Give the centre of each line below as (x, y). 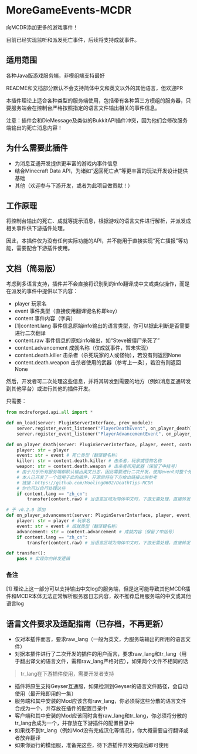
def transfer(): (26, 553)
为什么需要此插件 (37, 148)
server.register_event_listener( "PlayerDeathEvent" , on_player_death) (105, 428)
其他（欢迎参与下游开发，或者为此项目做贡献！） (74, 185)
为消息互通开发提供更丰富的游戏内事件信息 (66, 163)
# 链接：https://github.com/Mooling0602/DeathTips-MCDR (85, 483)
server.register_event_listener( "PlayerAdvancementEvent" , (90, 434)
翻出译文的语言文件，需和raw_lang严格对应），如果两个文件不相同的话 (104, 661)
